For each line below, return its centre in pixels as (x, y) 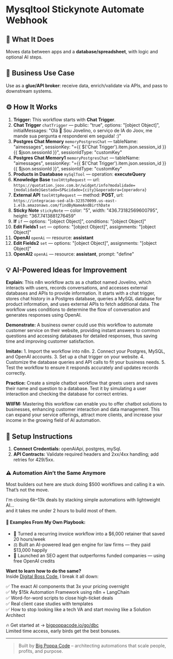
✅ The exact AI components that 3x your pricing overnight (68, 586)
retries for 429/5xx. (34, 460)
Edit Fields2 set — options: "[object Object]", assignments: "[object (85, 243)
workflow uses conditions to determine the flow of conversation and (78, 309)
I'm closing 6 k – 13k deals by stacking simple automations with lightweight (83, 499)
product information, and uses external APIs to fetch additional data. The (83, 304)
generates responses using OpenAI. (44, 315)
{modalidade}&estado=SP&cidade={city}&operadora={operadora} (80, 190)
